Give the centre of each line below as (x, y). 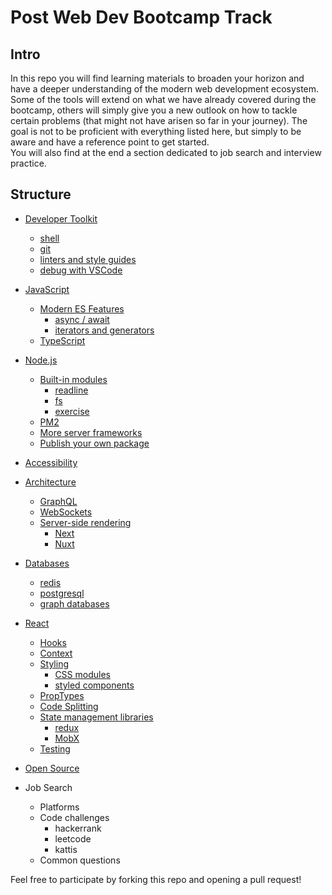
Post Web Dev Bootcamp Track (141, 17)
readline (71, 390)
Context (56, 653)
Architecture (50, 482)
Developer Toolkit (61, 218)
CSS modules (82, 674)
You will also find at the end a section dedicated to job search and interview (166, 152)
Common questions (80, 860)
